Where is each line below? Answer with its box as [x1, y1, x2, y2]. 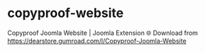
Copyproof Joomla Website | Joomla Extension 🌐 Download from [7, 28, 199, 37]
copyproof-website [7, 5, 124, 21]
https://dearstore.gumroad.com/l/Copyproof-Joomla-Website [7, 36, 187, 45]
